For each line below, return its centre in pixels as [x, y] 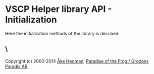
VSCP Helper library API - [59, 9]
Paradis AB [17, 66]
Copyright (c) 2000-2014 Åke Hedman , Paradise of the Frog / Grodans [77, 61]
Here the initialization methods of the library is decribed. [62, 33]
